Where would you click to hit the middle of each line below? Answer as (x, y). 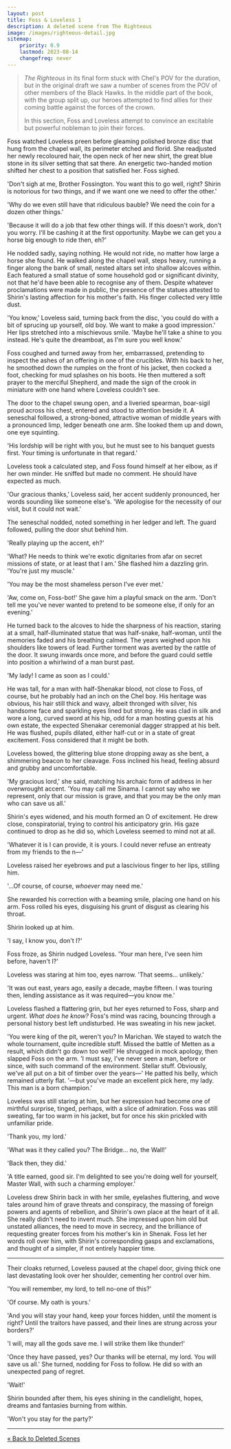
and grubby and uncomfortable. (52, 768)
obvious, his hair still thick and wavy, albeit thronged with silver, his (102, 703)
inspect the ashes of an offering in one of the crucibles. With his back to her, (115, 360)
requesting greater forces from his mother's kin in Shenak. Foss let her (107, 1233)
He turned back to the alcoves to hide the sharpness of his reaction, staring (114, 625)
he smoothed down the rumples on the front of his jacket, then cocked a (109, 367)
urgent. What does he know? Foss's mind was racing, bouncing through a (112, 1016)
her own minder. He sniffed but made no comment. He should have (102, 473)
